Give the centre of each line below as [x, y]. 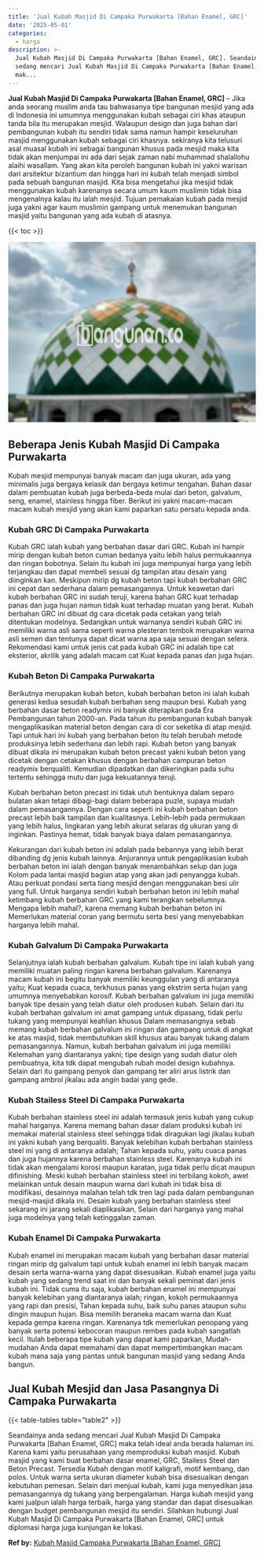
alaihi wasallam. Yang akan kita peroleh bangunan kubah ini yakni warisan [128, 165]
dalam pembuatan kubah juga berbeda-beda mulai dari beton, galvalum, [125, 493]
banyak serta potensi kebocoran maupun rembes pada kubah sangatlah [125, 1330]
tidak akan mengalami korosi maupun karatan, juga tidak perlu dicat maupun [132, 1167]
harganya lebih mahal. [44, 924]
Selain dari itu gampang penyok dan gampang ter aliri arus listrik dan [119, 1071]
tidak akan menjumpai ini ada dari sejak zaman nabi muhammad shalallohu [129, 157]
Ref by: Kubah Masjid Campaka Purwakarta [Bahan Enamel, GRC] [115, 1543]
